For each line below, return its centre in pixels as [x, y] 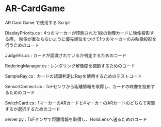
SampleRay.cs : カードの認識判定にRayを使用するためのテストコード [73, 76]
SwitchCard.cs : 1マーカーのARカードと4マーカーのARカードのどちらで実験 [80, 103]
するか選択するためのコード [33, 109]
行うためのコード [22, 45]
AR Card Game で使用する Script [38, 22]
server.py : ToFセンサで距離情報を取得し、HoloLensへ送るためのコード [76, 119]
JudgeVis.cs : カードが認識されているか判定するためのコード [66, 55]
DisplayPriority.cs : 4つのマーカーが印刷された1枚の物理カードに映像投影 [78, 33]
